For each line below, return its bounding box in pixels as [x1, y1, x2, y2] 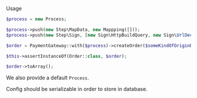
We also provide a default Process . [6, 74, 89, 81]
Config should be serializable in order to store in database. [6, 86, 148, 93]
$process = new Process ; [6, 16, 67, 22]
